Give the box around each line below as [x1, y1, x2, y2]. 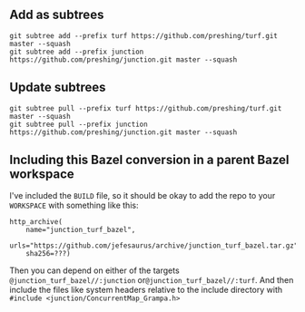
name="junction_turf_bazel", [25, 226, 136, 235]
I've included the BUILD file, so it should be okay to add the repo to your [9, 190, 276, 201]
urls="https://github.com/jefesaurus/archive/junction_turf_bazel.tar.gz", [9, 241, 302, 250]
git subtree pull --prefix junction [9, 120, 148, 129]
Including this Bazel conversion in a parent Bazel [9, 152, 290, 168]
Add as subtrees [9, 7, 104, 23]
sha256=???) [25, 249, 71, 258]
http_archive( [9, 218, 64, 227]
